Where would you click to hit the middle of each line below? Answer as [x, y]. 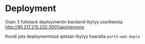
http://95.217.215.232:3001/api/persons [45, 27]
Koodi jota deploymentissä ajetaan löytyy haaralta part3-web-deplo [72, 36]
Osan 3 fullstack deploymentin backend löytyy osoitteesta [64, 22]
